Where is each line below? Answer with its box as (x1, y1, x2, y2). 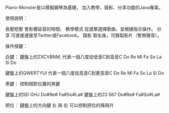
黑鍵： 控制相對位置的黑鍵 (5, 81, 60, 87)
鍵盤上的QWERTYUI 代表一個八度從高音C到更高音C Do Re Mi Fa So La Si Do (5, 70, 164, 76)
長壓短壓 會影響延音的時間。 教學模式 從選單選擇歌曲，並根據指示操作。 (5, 26, 156, 32)
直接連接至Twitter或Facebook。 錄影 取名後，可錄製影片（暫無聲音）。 (15, 32, 162, 38)
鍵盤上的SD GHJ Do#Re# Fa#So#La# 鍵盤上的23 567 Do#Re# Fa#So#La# (5, 92, 160, 97)
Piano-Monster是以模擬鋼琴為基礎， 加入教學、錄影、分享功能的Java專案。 (5, 5, 163, 10)
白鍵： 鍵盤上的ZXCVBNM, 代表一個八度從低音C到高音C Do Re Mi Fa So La (5, 54, 162, 60)
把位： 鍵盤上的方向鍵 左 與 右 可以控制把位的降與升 (5, 102, 114, 108)
